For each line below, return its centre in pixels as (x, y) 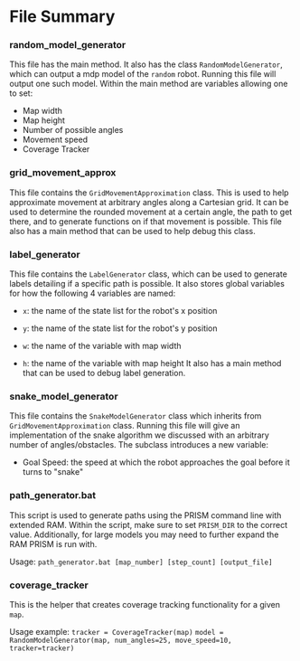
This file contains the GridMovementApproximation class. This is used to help (149, 193)
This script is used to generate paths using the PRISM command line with (145, 515)
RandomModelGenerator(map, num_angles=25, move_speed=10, (121, 640)
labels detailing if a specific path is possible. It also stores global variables (147, 284)
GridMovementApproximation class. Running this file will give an (125, 426)
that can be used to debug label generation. (104, 373)
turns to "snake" (53, 472)
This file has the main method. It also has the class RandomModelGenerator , (146, 64)
